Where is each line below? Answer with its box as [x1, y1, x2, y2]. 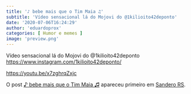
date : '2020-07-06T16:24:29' [6, 19, 78, 25]
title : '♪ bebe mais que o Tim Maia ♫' [6, 8, 104, 15]
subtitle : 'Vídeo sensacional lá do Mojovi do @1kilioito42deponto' [6, 14, 177, 20]
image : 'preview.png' [6, 36, 59, 42]
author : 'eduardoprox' [6, 25, 62, 31]
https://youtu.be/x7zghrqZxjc [6, 70, 77, 76]
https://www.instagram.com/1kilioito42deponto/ [6, 58, 122, 65]
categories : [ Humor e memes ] [6, 31, 83, 36]
